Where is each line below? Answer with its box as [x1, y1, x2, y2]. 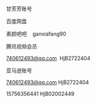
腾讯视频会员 [6, 43, 37, 50]
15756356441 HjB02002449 [6, 91, 75, 97]
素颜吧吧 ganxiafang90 [6, 30, 67, 37]
